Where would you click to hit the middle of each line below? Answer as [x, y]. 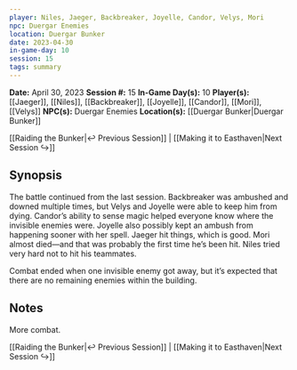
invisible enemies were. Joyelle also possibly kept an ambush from [131, 225]
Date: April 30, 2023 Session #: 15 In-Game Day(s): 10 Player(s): [129, 92]
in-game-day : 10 [39, 51]
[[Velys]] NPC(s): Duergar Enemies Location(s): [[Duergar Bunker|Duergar [146, 111]
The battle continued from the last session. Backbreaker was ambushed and [149, 197]
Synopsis [36, 176]
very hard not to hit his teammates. [73, 253]
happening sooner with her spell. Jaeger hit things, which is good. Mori [140, 234]
